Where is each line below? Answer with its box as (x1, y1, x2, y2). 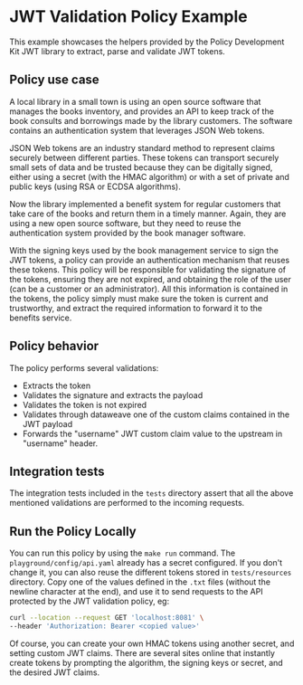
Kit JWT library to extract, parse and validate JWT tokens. (9, 45, 226, 56)
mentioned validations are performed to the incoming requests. (9, 498, 245, 509)
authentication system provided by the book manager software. (9, 227, 246, 238)
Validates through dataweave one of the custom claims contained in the (22, 409, 290, 420)
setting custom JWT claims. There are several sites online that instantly (9, 647, 276, 658)
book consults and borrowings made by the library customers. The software (9, 115, 293, 126)
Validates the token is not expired (22, 399, 147, 410)
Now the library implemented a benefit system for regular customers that (9, 198, 281, 209)
